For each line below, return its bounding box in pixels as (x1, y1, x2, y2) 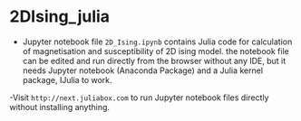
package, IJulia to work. (22, 74, 112, 85)
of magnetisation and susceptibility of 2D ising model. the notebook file (22, 45, 290, 56)
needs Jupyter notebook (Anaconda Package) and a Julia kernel (22, 65, 264, 76)
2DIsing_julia (9, 6, 111, 27)
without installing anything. (9, 101, 111, 112)
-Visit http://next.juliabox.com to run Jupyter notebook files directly (9, 92, 269, 103)
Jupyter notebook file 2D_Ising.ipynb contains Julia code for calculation (22, 36, 293, 47)
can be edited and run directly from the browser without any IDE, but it (22, 55, 286, 66)
